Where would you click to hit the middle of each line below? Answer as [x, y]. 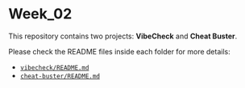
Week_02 [40, 14]
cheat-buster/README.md [60, 76]
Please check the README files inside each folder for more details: [120, 51]
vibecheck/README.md [54, 68]
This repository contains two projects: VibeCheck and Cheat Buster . [123, 36]
